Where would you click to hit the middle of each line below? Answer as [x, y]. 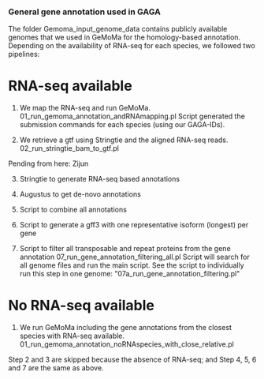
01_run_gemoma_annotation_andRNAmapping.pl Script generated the [132, 116]
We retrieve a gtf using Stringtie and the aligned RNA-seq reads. [124, 140]
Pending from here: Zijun [48, 163]
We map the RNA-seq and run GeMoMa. [85, 108]
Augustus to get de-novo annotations [80, 194]
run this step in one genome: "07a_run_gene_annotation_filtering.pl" [130, 274]
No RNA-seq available [82, 306]
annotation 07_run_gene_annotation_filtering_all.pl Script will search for [134, 257]
